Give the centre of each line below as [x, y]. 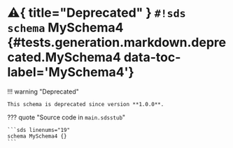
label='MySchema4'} [71, 72]
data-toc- [152, 58]
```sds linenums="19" [39, 130]
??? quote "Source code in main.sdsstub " [66, 117]
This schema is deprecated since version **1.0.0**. [86, 104]
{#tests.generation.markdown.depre [116, 43]
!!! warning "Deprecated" [43, 91]
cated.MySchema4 [64, 58]
